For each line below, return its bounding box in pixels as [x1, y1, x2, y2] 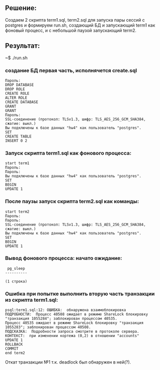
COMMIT [5, 346, 19, 351]
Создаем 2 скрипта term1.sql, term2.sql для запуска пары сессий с [5, 17, 145, 23]
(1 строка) [5, 279, 27, 284]
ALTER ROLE [5, 95, 27, 100]
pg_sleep [7, 266, 26, 271]
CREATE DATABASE [5, 99, 38, 105]
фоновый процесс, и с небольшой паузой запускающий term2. [5, 27, 136, 33]
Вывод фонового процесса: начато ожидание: [5, 255, 122, 262]
